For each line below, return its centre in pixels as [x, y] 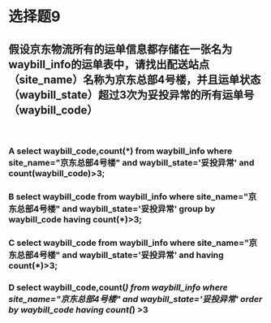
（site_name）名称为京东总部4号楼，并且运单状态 [135, 79]
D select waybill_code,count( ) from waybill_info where [118, 287]
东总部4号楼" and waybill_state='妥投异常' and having [116, 255]
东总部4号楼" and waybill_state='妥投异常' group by [112, 209]
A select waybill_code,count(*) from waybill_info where [120, 151]
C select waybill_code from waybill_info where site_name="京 [133, 243]
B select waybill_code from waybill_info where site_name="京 [133, 196]
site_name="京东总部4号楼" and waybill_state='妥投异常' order [135, 299]
